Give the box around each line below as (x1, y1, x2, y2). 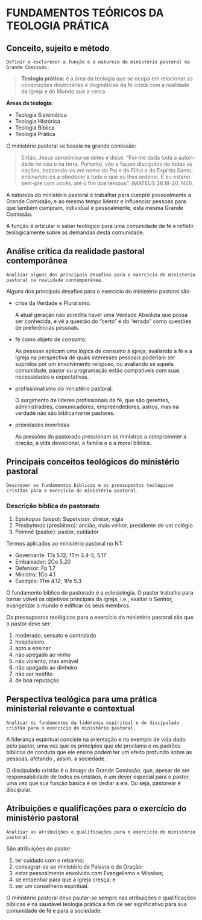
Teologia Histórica (14, 118, 60, 125)
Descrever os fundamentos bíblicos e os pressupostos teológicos (6, 482, 174, 488)
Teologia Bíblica (14, 124, 55, 131)
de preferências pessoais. (14, 324, 80, 331)
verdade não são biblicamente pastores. (14, 409, 115, 417)
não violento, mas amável (14, 657, 78, 665)
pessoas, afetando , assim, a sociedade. (6, 755, 107, 762)
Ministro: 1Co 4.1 (14, 570, 56, 578)
